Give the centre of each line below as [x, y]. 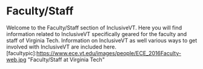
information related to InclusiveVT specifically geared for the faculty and [97, 34]
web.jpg [16, 59]
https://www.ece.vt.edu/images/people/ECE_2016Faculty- [109, 53]
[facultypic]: [22, 53]
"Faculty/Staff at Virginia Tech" [66, 59]
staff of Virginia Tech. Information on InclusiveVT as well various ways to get [102, 40]
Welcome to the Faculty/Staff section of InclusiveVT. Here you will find [94, 28]
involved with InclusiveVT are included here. [62, 47]
